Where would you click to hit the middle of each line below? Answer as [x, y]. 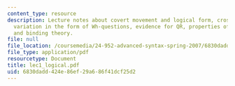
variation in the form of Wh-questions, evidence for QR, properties [117, 26]
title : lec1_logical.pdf [43, 65]
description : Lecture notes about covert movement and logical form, [111, 20]
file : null [23, 40]
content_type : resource [42, 14]
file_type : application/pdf [48, 53]
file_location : [29, 46]
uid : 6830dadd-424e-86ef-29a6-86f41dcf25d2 [72, 71]
